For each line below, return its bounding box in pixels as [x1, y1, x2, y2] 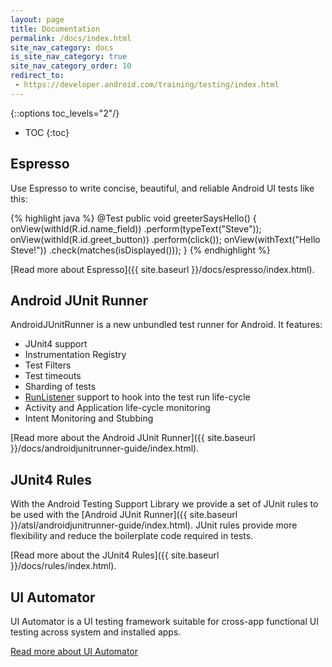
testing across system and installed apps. [10, 626, 182, 638]
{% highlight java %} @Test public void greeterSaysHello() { [10, 212, 257, 224]
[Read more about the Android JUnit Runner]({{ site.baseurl [10, 432, 256, 444]
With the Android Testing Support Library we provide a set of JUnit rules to [10, 498, 319, 510]
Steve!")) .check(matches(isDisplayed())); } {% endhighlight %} [10, 244, 271, 256]
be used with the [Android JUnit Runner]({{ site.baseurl [10, 509, 238, 521]
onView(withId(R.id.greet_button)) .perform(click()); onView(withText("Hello [10, 233, 321, 245]
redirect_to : [10, 71, 65, 81]
